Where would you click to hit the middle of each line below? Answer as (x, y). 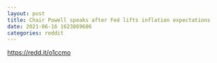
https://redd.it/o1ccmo (39, 53)
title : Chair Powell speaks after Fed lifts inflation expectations (109, 20)
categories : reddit (36, 33)
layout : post (26, 13)
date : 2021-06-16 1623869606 (50, 26)
